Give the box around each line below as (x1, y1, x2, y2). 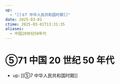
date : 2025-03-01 (5, 17, 42, 22)
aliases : (5, 26, 24, 32)
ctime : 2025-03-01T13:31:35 (5, 21, 65, 27)
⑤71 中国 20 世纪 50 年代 (5, 54, 115, 66)
